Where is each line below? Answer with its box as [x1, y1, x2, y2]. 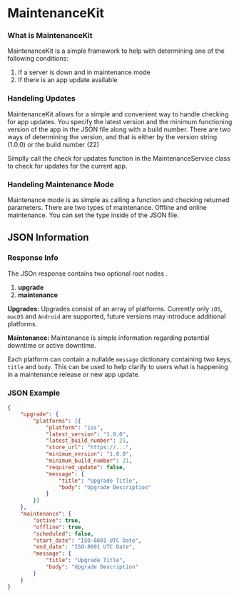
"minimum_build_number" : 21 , [45, 457, 133, 465]
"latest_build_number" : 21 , [45, 437, 130, 444]
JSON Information [7, 231, 89, 244]
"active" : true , [33, 516, 81, 524]
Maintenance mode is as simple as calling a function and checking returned [7, 196, 230, 204]
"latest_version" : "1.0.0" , [45, 431, 130, 438]
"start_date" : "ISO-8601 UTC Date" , [33, 537, 142, 544]
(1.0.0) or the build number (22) [7, 140, 100, 149]
